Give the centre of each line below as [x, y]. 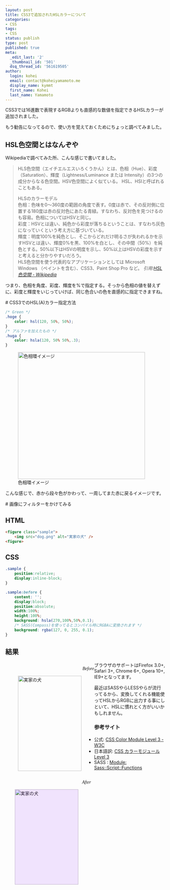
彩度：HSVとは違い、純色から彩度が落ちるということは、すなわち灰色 [91, 224]
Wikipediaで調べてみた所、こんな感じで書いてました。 [62, 158]
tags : [11, 29]
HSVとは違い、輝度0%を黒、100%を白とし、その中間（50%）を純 [92, 243]
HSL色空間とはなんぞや [42, 144]
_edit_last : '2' [27, 57]
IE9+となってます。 [114, 677]
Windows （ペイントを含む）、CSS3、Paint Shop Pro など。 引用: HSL [90, 268]
